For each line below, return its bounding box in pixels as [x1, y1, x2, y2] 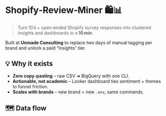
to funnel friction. [12, 83, 49, 89]
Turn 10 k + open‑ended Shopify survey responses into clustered [17, 24, 152, 31]
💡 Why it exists [5, 59, 53, 68]
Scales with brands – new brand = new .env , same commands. [12, 89, 144, 95]
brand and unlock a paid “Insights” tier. [5, 45, 86, 51]
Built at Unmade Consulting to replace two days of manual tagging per [5, 39, 152, 46]
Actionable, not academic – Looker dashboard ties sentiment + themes [12, 78, 161, 84]
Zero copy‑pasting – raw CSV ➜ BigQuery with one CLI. [12, 73, 130, 79]
